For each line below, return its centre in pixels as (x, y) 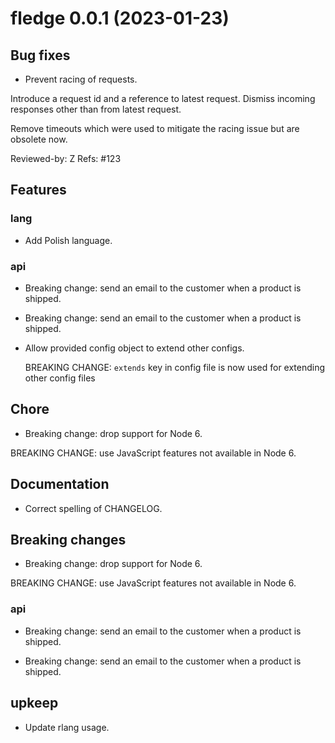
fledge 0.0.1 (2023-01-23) (120, 18)
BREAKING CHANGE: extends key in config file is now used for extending (175, 367)
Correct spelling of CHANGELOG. (93, 508)
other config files (60, 378)
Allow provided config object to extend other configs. (134, 348)
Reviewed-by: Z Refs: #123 (66, 158)
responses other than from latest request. (96, 109)
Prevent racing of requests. (81, 79)
